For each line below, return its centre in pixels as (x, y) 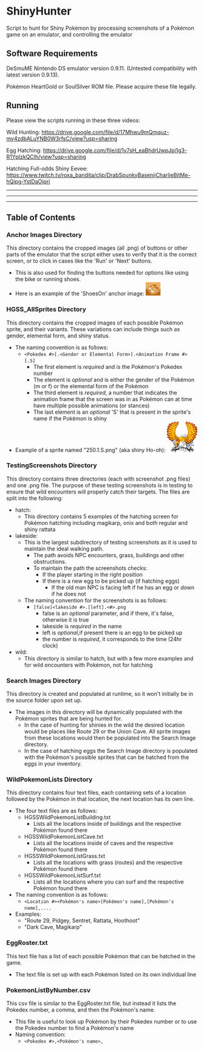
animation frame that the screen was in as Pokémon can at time (113, 399)
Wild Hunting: (23, 132)
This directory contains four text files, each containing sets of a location (96, 793)
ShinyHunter (39, 11)
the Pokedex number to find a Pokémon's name (75, 1028)
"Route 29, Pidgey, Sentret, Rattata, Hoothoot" (82, 921)
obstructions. (50, 561)
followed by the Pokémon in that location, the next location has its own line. (100, 799)
